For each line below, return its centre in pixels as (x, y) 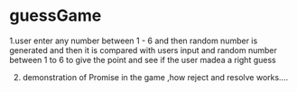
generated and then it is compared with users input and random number (143, 50)
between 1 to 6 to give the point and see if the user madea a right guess (143, 60)
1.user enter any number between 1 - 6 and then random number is (134, 41)
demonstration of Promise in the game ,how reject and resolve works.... (155, 77)
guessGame (56, 16)
